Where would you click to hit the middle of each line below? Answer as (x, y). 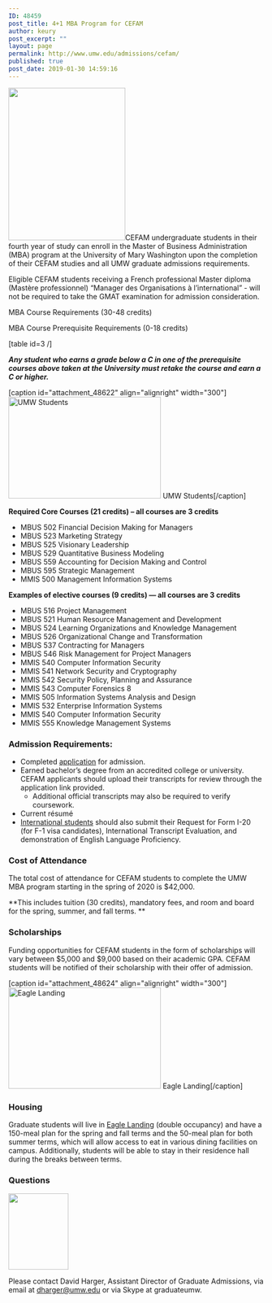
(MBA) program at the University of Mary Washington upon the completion (133, 255)
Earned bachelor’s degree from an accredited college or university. (132, 770)
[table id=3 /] (30, 343)
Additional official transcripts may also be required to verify (132, 796)
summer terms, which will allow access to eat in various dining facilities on (133, 1142)
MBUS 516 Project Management (73, 610)
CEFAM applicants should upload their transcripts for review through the (141, 779)
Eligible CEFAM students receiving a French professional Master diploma (130, 279)
